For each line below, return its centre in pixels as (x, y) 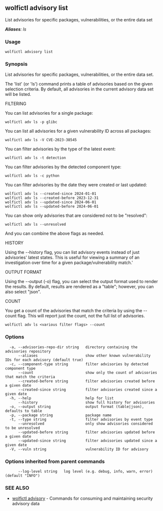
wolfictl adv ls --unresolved (36, 225)
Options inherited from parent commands (55, 461)
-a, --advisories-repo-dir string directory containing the (73, 347)
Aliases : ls (16, 29)
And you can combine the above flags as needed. (55, 233)
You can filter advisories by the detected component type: (63, 167)
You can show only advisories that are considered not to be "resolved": (76, 215)
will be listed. (18, 94)
